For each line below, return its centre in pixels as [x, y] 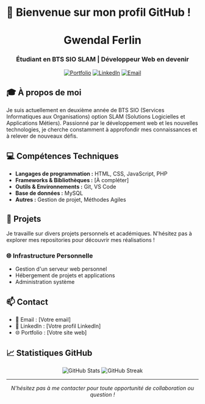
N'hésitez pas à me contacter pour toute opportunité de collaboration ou [103, 388]
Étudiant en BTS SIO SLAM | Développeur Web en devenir [103, 59]
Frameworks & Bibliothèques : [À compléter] [72, 180]
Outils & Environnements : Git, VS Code [66, 187]
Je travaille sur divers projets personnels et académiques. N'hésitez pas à [99, 233]
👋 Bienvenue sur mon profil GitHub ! [99, 12]
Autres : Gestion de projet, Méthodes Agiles [70, 200]
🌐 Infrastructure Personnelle [50, 256]
